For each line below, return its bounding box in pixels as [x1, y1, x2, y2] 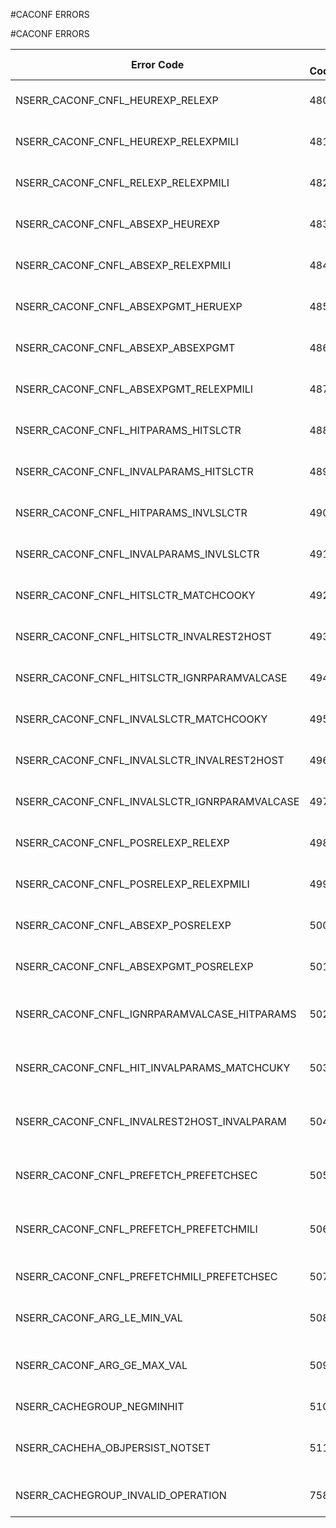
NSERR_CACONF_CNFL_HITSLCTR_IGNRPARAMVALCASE [15, 671, 288, 684]
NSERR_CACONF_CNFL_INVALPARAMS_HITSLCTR [15, 465, 254, 478]
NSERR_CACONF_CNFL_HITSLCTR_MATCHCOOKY [15, 589, 256, 602]
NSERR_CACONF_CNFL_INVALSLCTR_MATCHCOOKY [15, 712, 268, 726]
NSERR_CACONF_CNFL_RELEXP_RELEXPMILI [15, 176, 230, 189]
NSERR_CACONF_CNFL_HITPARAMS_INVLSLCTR [15, 506, 248, 519]
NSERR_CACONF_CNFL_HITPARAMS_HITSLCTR [15, 424, 242, 437]
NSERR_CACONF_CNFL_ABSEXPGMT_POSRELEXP [15, 960, 254, 973]
